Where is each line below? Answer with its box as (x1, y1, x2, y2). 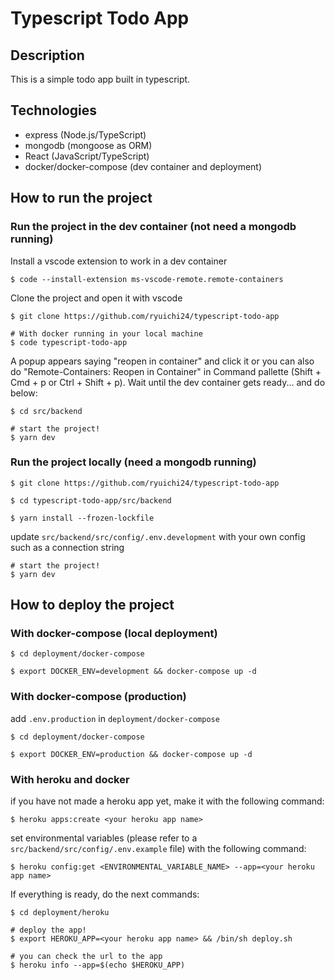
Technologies (10, 102, 98, 119)
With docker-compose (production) (10, 690, 187, 704)
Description (10, 47, 85, 64)
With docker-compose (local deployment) (10, 627, 218, 641)
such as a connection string (10, 541, 125, 553)
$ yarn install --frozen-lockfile (10, 513, 155, 523)
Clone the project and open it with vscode (10, 292, 183, 304)
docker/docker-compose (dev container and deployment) (24, 160, 263, 172)
